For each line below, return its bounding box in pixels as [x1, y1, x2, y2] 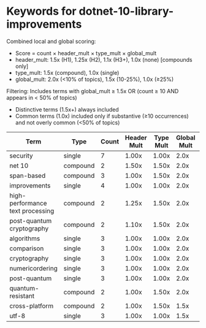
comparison [9, 244, 44, 253]
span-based [9, 171, 46, 180]
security [9, 151, 33, 160]
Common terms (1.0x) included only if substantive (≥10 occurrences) [15, 112, 189, 120]
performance [9, 199, 47, 207]
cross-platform [9, 302, 54, 310]
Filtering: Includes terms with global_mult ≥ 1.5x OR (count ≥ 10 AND [6, 87, 179, 94]
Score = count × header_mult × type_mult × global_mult [15, 49, 157, 56]
